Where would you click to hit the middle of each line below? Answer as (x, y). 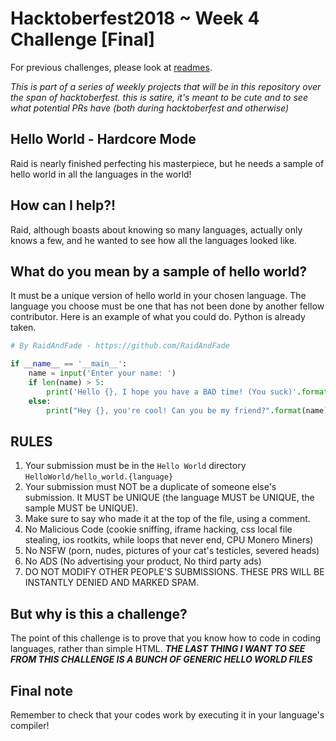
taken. (23, 328)
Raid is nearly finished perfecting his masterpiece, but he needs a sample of (167, 163)
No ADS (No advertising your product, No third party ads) (143, 561)
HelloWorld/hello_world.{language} (99, 477)
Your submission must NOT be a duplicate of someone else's (150, 487)
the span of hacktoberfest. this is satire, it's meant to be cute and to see (159, 97)
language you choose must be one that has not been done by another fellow (167, 306)
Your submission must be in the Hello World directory (135, 466)
